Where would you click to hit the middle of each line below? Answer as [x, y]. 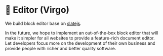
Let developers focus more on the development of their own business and [80, 43]
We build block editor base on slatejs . [43, 23]
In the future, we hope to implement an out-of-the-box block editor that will [81, 33]
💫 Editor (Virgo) [37, 10]
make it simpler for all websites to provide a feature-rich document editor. [80, 38]
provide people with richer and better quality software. [61, 48]
